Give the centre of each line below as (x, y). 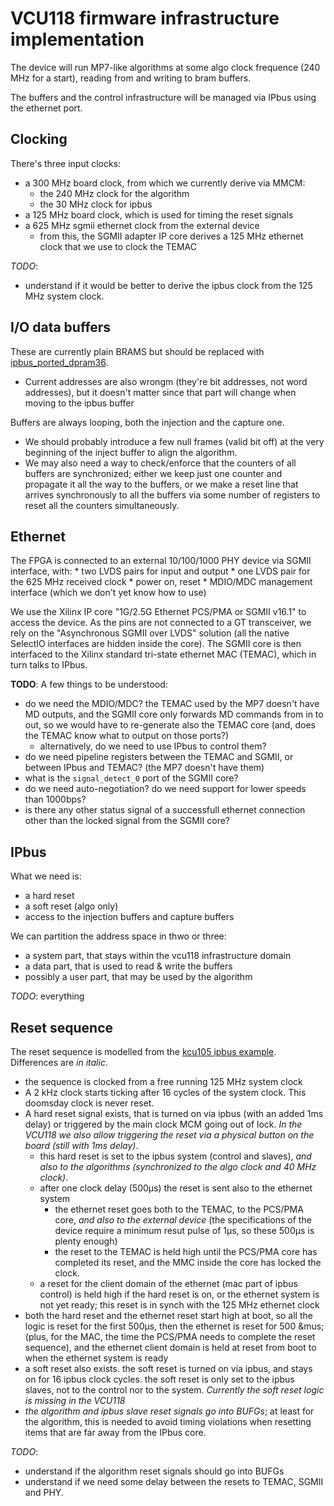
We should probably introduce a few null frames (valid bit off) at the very (174, 441)
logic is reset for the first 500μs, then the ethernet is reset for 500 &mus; (174, 1326)
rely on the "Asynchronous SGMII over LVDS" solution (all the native (150, 633)
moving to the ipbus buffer (79, 403)
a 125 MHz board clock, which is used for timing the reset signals (159, 214)
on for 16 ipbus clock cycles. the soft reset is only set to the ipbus (159, 1379)
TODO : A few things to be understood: (89, 684)
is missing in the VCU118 (75, 1400)
